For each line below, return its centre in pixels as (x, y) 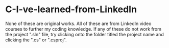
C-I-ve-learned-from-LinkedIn (71, 9)
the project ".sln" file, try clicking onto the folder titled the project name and (85, 34)
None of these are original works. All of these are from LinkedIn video (78, 23)
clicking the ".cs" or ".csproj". (36, 40)
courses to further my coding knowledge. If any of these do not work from (83, 29)
